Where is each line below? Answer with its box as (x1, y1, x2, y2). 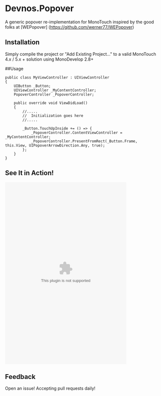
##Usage (5, 66, 24, 71)
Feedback (5, 372, 36, 381)
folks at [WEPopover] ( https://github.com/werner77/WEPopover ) (5, 24, 134, 30)
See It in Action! (5, 169, 54, 177)
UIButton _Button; (14, 83, 51, 88)
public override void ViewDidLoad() (14, 100, 88, 105)
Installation (5, 38, 40, 47)
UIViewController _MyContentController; (14, 88, 97, 93)
